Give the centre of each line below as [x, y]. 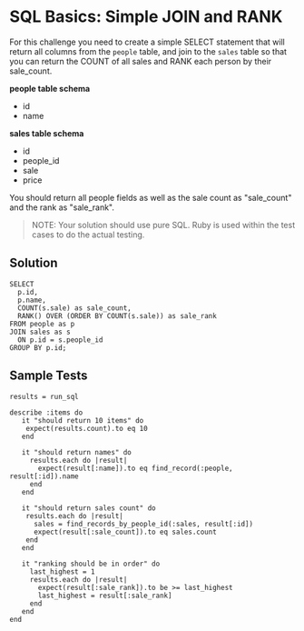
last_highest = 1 [62, 571]
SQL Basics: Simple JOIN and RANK [146, 17]
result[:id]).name [44, 476]
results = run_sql [44, 396]
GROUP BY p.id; [38, 347]
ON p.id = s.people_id [60, 340]
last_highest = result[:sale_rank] [105, 596]
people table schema [50, 88]
